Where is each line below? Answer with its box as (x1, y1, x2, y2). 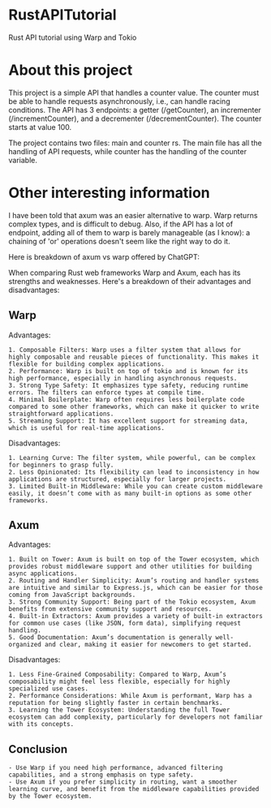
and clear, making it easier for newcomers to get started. (44, 641, 252, 649)
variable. (8, 155, 38, 165)
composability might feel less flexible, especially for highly (8, 677, 230, 686)
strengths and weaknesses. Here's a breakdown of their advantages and (8, 276, 252, 286)
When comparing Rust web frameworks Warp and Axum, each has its (8, 268, 241, 277)
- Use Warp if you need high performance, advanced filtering (8, 764, 223, 772)
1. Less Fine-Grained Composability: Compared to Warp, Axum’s (8, 671, 227, 679)
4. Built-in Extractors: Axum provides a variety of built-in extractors (8, 612, 264, 621)
